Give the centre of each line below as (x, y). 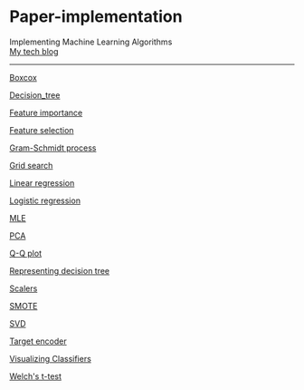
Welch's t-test (35, 376)
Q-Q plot (26, 253)
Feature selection (42, 130)
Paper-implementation (96, 17)
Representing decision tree (60, 270)
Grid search (31, 165)
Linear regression (42, 182)
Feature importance (46, 112)
